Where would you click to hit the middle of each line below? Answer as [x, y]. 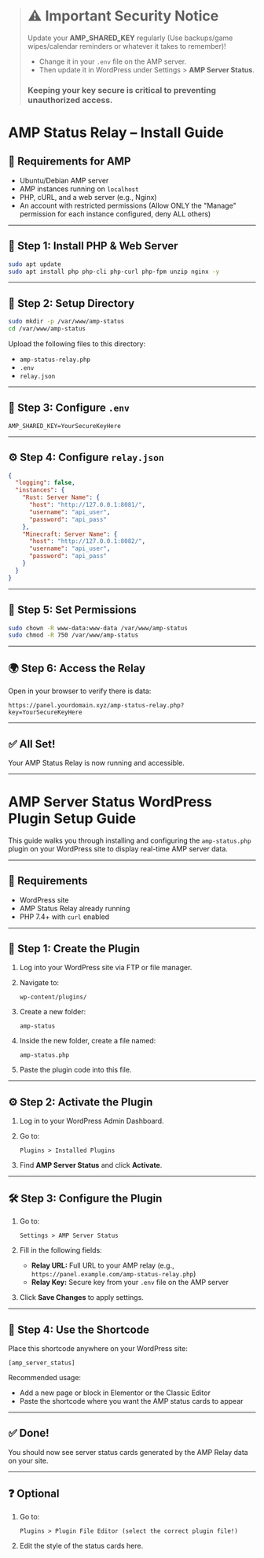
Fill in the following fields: [60, 1250]
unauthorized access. [70, 100]
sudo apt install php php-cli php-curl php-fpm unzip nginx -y [114, 271]
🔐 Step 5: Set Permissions [73, 610]
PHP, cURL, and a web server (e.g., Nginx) [88, 197]
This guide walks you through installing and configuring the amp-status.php [130, 840]
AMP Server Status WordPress [110, 802]
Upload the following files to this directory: [77, 343]
